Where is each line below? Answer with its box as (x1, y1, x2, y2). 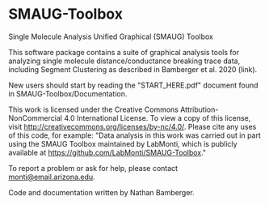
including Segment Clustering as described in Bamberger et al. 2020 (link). (8, 64, 258, 74)
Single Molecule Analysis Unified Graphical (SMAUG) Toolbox (8, 32, 214, 41)
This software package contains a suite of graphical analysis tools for (8, 47, 240, 57)
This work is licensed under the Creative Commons (8, 105, 179, 114)
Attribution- (180, 105, 219, 114)
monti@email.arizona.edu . (8, 172, 95, 182)
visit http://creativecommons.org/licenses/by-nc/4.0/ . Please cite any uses (8, 122, 257, 131)
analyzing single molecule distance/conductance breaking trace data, (8, 56, 241, 66)
